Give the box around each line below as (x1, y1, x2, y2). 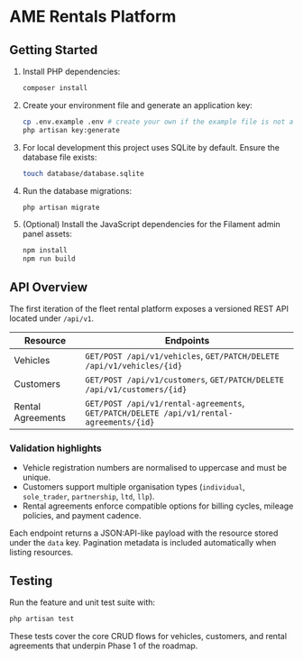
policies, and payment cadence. (22, 510, 142, 521)
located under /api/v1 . (9, 313, 95, 324)
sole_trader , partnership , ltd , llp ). (22, 491, 155, 502)
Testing (9, 573, 53, 588)
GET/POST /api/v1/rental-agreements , (85, 397, 245, 409)
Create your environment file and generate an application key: (22, 99, 252, 110)
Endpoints (164, 334, 210, 346)
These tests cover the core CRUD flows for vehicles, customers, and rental (9, 630, 287, 641)
